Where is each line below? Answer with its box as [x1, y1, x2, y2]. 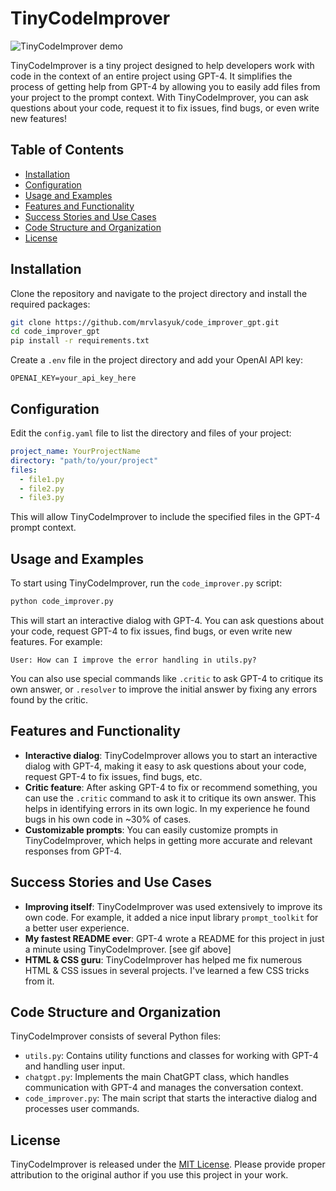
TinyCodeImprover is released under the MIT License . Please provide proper [10, 1158, 326, 1171]
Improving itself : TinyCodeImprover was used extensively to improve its [24, 900, 323, 912]
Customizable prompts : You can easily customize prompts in [24, 823, 278, 836]
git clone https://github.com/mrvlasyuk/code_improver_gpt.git [10, 317, 280, 327]
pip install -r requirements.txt [10, 336, 150, 346]
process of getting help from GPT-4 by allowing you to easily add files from [10, 80, 321, 92]
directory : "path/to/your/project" [10, 455, 159, 466]
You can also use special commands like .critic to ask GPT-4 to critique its [10, 672, 324, 684]
